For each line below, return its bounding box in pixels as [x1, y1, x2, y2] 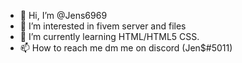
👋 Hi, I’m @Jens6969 [19, 10, 108, 21]
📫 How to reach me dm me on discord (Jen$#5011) [19, 42, 233, 54]
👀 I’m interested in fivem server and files [19, 20, 187, 32]
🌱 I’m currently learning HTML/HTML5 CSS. [19, 31, 200, 42]
